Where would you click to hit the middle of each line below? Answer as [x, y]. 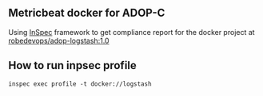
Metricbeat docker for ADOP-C [87, 13]
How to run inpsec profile [73, 65]
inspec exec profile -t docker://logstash [80, 84]
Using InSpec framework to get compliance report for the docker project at [131, 32]
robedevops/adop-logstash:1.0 [59, 40]
